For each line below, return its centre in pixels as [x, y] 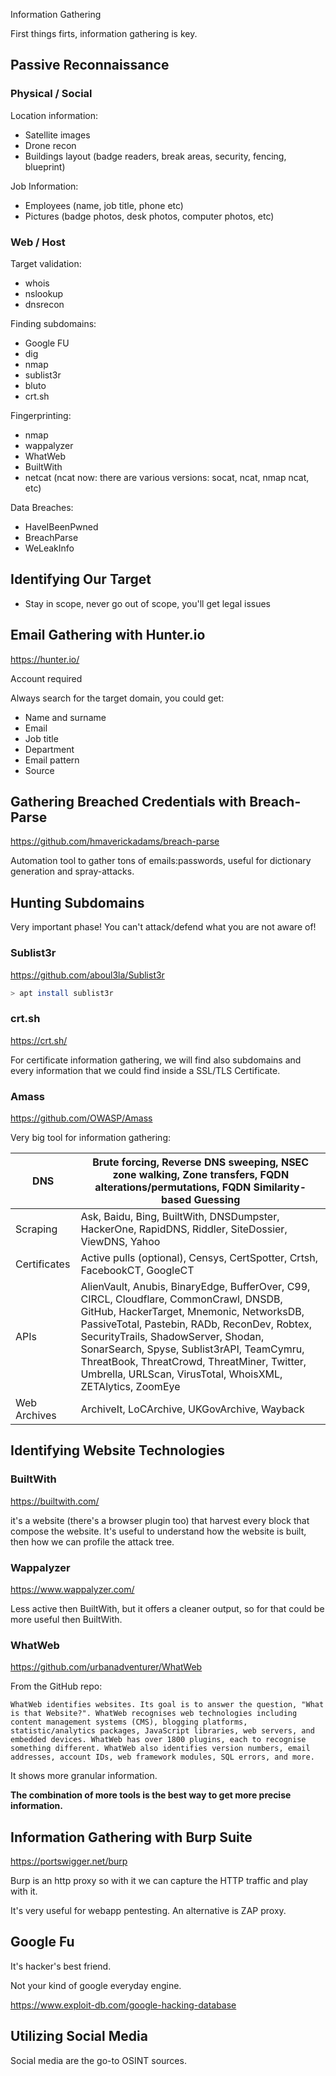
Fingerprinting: [41, 415]
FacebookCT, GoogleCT [137, 1270]
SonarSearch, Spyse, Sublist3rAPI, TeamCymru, [192, 1349]
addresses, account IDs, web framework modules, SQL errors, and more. [162, 1757]
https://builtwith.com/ [55, 1501]
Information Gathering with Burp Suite [131, 1837]
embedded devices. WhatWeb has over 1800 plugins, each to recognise [158, 1740]
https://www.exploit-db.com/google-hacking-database [123, 2005]
